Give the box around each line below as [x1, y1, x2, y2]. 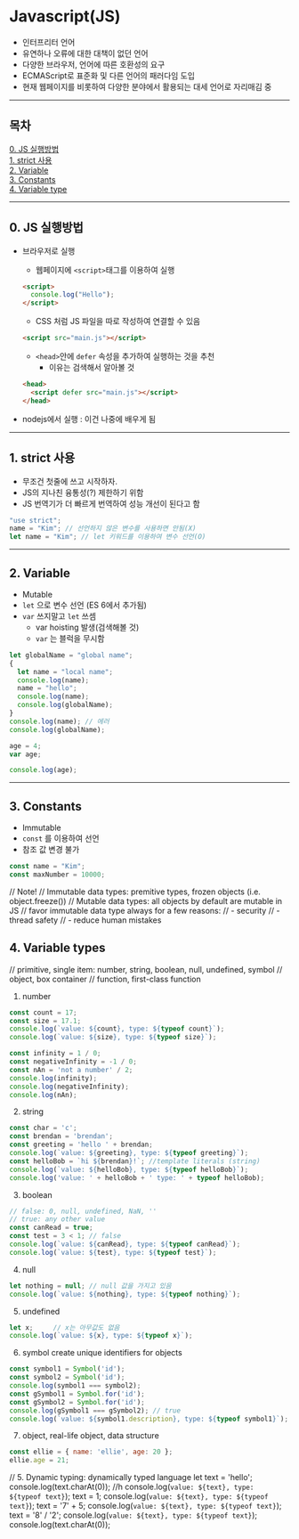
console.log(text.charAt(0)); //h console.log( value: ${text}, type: [9, 1481, 255, 1493]
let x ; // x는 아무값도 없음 [9, 1323, 120, 1332]
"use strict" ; [9, 516, 62, 525]
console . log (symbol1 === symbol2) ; [9, 1381, 141, 1390]
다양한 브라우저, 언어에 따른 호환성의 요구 [21, 59, 166, 69]
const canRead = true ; [9, 1223, 93, 1233]
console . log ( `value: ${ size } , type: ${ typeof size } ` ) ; [9, 1033, 217, 1042]
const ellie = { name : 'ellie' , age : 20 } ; [9, 1447, 174, 1457]
